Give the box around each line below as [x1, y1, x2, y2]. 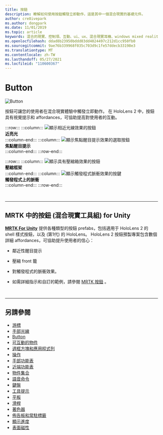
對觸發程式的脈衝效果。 [12, 268, 59, 274]
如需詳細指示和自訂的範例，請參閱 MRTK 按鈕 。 [12, 278, 109, 284]
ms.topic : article [5, 30, 42, 35]
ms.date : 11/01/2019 [5, 25, 47, 30]
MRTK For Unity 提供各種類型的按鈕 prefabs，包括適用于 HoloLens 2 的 [5, 225, 149, 231]
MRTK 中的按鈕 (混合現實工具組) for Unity [5, 211, 131, 220]
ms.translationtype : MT [5, 48, 53, 52]
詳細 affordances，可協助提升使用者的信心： [5, 237, 94, 243]
